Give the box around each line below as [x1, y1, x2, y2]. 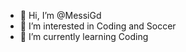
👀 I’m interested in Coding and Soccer [19, 20, 177, 32]
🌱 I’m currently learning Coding [19, 31, 149, 42]
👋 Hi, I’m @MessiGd [19, 10, 102, 21]
